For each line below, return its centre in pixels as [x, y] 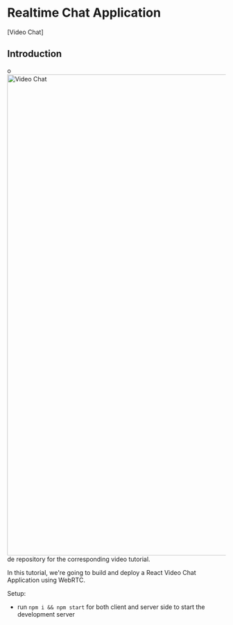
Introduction [35, 54]
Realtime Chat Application [84, 13]
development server [46, 614]
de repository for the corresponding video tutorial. [79, 559]
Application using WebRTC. [46, 580]
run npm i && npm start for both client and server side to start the [111, 607]
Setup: [17, 593]
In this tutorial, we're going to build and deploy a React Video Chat [102, 572]
